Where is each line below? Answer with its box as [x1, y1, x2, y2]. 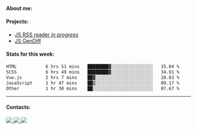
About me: [6, 5, 32, 12]
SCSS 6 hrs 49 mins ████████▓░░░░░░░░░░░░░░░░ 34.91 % [6, 69, 180, 75]
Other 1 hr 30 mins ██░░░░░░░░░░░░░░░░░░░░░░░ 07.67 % [6, 85, 180, 91]
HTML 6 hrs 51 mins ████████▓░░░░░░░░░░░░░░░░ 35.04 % [6, 64, 180, 70]
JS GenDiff [14, 37, 41, 44]
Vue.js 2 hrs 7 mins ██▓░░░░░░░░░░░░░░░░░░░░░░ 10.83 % [6, 74, 180, 80]
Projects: [6, 18, 29, 25]
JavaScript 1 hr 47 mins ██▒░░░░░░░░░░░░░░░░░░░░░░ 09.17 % [6, 80, 180, 86]
